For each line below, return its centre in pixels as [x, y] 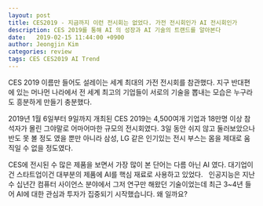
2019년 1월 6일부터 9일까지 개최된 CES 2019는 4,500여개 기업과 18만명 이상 [125, 118]
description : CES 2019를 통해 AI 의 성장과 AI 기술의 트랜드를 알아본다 [115, 30]
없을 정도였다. [52, 148]
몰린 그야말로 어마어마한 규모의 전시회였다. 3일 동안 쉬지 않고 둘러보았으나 [142, 128]
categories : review [40, 52]
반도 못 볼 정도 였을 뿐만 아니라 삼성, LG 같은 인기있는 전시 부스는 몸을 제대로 [125, 138]
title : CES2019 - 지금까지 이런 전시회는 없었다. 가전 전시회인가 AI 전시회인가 [123, 23]
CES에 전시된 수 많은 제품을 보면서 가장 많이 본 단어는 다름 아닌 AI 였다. [117, 164]
